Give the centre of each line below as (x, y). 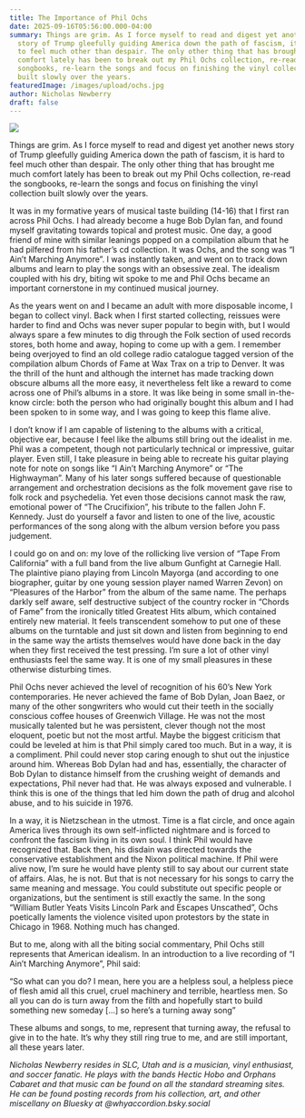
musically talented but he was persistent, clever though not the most (138, 726)
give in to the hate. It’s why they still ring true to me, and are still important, (149, 1038)
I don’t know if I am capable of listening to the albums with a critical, (137, 430)
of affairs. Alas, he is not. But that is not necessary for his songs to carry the (152, 879)
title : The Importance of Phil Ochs (79, 18)
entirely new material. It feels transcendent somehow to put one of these (145, 621)
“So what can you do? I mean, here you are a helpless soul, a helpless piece (151, 982)
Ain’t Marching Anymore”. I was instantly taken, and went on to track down (148, 259)
